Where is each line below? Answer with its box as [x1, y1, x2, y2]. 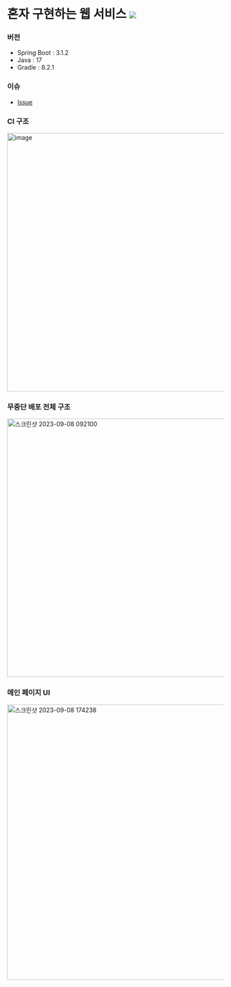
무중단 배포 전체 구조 [7, 403, 71, 411]
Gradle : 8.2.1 [16, 63, 54, 72]
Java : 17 [16, 56, 43, 64]
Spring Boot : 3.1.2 [16, 49, 69, 57]
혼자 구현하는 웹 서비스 [7, 6, 127, 22]
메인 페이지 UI [7, 688, 50, 698]
